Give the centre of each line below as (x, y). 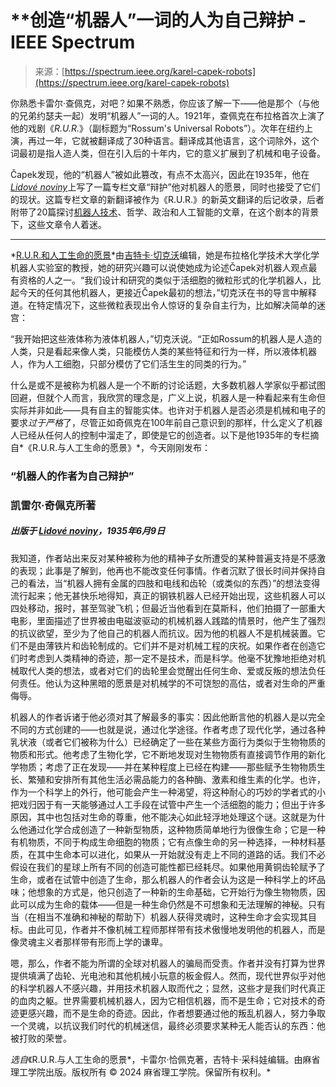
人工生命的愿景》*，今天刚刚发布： (139, 447)
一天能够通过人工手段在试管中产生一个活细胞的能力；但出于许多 (194, 804)
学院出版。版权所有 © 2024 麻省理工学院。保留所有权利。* (149, 1072)
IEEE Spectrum (73, 42)
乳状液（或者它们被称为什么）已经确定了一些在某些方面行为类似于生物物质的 (168, 742)
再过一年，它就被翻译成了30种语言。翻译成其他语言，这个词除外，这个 (173, 140)
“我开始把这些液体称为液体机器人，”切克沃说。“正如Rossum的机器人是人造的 (166, 338)
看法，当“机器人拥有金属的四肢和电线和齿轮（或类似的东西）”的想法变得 (174, 583)
